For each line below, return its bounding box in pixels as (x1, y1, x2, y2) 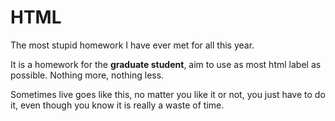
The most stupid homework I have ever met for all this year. (10, 39, 255, 51)
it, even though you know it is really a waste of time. (10, 99, 225, 111)
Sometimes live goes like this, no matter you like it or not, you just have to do (10, 88, 326, 100)
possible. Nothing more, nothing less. (10, 69, 165, 81)
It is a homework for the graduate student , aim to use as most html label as (10, 58, 322, 70)
